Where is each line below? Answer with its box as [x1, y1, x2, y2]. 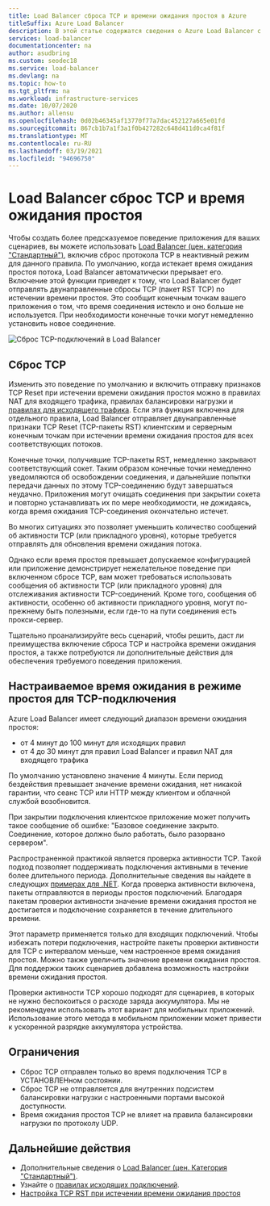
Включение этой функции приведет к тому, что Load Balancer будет [8, 276, 242, 286]
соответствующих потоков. [8, 439, 103, 449]
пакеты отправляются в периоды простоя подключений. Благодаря [8, 887, 243, 897]
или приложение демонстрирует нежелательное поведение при [8, 563, 231, 573]
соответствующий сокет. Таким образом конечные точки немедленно [8, 463, 251, 473]
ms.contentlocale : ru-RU [8, 139, 92, 148]
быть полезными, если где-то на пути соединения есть [45, 606, 237, 616]
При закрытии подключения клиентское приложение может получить [8, 812, 251, 822]
